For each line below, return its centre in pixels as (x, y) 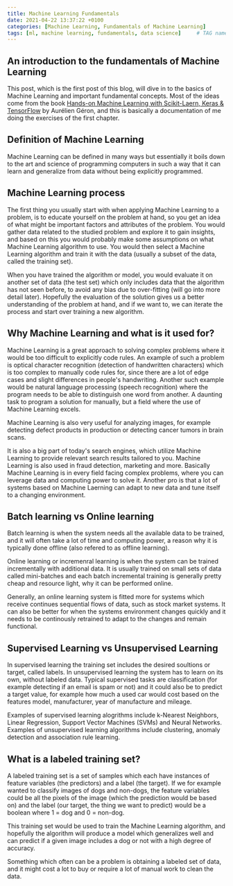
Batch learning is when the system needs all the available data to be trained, (116, 533)
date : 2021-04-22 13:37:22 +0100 (55, 20)
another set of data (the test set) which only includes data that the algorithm (116, 282)
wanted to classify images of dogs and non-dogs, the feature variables (109, 790)
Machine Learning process (66, 193)
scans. (17, 437)
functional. (23, 626)
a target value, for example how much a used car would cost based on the (113, 695)
